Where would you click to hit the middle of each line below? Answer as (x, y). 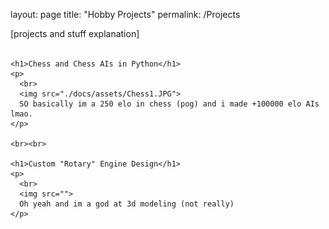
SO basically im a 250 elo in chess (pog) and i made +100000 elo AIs (169, 104)
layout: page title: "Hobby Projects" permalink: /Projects (125, 14)
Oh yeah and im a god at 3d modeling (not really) (127, 204)
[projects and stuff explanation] (75, 33)
